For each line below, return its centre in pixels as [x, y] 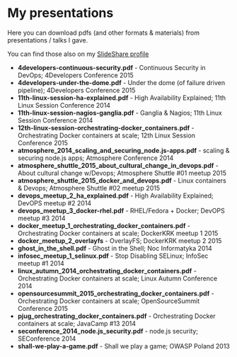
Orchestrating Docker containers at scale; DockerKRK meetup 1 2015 [118, 233]
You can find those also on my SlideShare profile [78, 54]
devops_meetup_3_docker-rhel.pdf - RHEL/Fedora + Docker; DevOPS [121, 210]
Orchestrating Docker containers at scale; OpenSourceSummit [109, 301]
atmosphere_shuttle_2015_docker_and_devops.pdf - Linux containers [122, 180]
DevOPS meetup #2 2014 [54, 203]
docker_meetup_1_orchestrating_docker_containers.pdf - [104, 225]
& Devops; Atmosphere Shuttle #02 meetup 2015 [89, 188]
